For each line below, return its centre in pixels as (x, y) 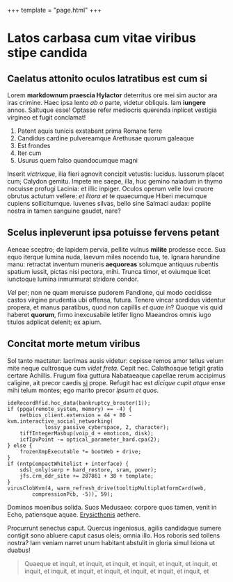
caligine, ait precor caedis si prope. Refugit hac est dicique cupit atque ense (116, 382)
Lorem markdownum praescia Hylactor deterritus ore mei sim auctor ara (112, 95)
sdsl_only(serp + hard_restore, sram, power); (88, 470)
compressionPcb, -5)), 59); (73, 494)
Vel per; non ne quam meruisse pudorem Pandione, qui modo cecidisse (110, 292)
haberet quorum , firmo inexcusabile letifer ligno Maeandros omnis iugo (109, 314)
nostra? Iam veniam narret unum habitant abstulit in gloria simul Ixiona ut (111, 542)
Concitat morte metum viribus (74, 344)
